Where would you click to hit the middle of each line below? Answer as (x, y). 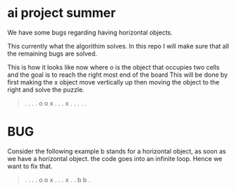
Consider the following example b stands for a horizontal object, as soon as (117, 151)
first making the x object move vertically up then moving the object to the (113, 82)
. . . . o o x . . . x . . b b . (57, 179)
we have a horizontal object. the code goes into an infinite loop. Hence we (115, 158)
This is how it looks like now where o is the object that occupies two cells (113, 67)
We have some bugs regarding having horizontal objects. (90, 32)
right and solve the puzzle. (46, 89)
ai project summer (62, 13)
